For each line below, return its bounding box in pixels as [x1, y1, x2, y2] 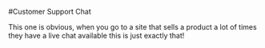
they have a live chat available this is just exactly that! [8, 31, 185, 40]
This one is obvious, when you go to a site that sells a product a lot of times [8, 22, 258, 31]
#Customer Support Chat [8, 7, 91, 16]
